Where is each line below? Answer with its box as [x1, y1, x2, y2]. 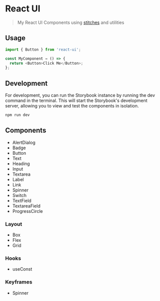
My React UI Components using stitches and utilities [17, 19, 124, 25]
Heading [12, 160, 30, 167]
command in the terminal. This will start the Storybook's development [5, 98, 148, 103]
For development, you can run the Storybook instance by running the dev [5, 93, 156, 99]
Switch [12, 192, 27, 198]
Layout [5, 220, 22, 227]
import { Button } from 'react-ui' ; [5, 47, 81, 52]
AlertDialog [12, 139, 36, 145]
